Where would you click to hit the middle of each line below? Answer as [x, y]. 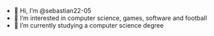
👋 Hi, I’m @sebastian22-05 [52, 11]
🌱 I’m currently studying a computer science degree [89, 25]
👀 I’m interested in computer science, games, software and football [110, 18]
